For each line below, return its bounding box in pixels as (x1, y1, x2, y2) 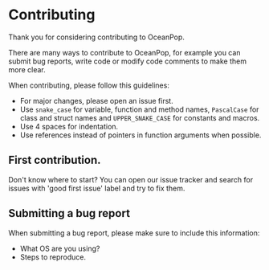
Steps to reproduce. (19, 252, 87, 262)
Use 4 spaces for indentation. (19, 121, 119, 131)
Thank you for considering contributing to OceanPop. (8, 32, 185, 42)
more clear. (8, 64, 46, 74)
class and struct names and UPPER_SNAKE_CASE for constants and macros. (19, 112, 260, 122)
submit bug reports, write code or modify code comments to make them (8, 56, 247, 66)
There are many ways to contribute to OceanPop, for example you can (8, 47, 241, 57)
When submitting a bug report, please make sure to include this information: (8, 227, 260, 238)
